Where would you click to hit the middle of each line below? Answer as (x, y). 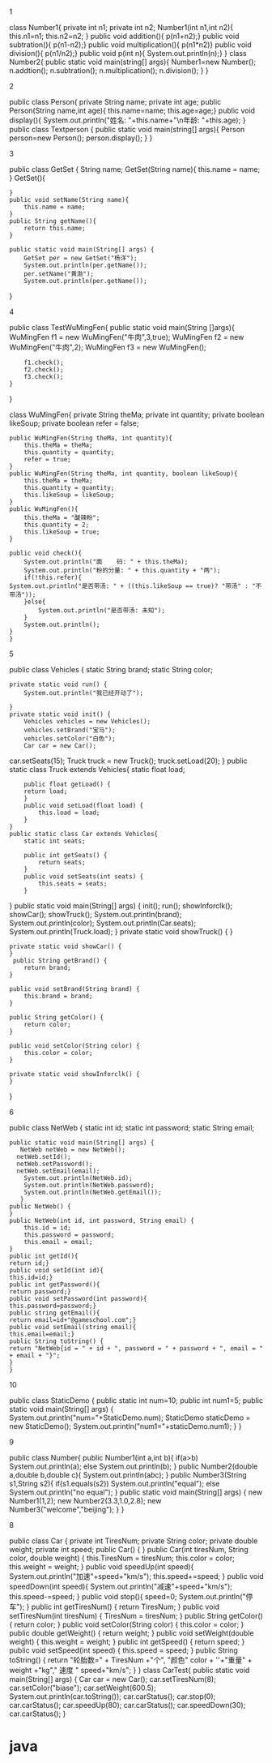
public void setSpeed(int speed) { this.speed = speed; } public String (123, 1650)
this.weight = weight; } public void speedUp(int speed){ (102, 1567)
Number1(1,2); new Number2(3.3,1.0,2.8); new (85, 1501)
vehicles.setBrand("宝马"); (70, 730)
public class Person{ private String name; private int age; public (115, 102)
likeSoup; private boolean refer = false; (74, 423)
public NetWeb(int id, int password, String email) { (102, 1220)
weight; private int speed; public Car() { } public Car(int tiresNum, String (129, 1549)
